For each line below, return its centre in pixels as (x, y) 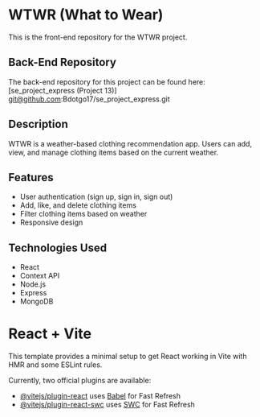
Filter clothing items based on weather (83, 214)
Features (31, 178)
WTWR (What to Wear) (86, 15)
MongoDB (37, 301)
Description (38, 124)
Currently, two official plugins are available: (80, 381)
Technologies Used (57, 248)
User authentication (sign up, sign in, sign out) (96, 197)
